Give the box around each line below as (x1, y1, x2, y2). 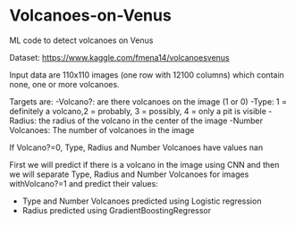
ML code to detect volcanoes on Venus (9, 35, 154, 46)
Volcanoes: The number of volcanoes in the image (9, 124, 195, 135)
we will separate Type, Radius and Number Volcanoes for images (9, 169, 249, 179)
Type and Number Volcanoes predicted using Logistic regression (21, 196, 262, 206)
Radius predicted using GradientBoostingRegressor (21, 204, 212, 215)
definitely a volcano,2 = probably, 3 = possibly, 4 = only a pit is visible (9, 105, 266, 116)
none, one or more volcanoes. (9, 79, 120, 89)
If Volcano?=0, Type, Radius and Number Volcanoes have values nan (9, 142, 264, 153)
